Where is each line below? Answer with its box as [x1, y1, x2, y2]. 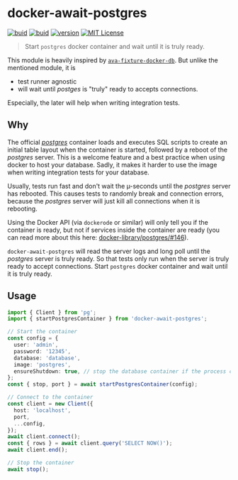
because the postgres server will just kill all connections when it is [7, 196, 200, 205]
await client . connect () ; [7, 433, 81, 440]
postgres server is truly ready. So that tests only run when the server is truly [7, 254, 229, 263]
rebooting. [7, 204, 38, 213]
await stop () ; [7, 466, 50, 473]
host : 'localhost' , [13, 406, 72, 414]
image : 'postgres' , [13, 361, 72, 368]
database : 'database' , [13, 355, 81, 362]
